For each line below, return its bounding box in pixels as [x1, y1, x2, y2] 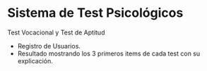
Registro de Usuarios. [17, 41, 81, 50]
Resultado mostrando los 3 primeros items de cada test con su [17, 49, 201, 58]
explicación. [17, 56, 53, 65]
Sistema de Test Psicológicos [7, 5, 184, 21]
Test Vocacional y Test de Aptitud [7, 28, 105, 37]
